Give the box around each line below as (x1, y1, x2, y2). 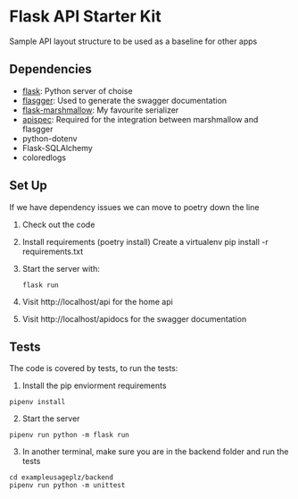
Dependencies (9, 62, 92, 77)
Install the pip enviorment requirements (21, 380, 167, 391)
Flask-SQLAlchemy (21, 142, 94, 153)
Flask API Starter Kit (9, 6, 162, 27)
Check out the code (21, 219, 95, 230)
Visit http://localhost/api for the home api (21, 296, 174, 307)
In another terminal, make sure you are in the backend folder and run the (21, 446, 289, 457)
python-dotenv (21, 132, 78, 144)
